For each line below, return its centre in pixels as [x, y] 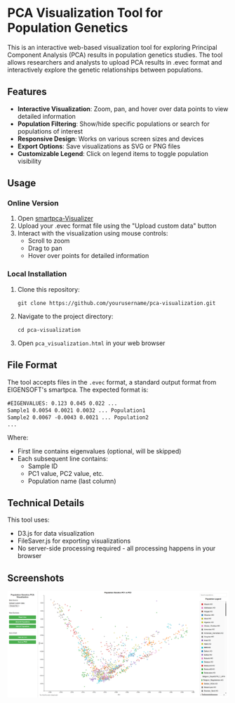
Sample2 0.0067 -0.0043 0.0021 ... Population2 [78, 417]
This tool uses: [28, 520]
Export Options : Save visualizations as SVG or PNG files [99, 146]
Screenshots [36, 578]
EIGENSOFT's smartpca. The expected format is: [78, 389]
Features [27, 92]
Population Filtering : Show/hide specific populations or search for [113, 124]
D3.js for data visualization [56, 534]
